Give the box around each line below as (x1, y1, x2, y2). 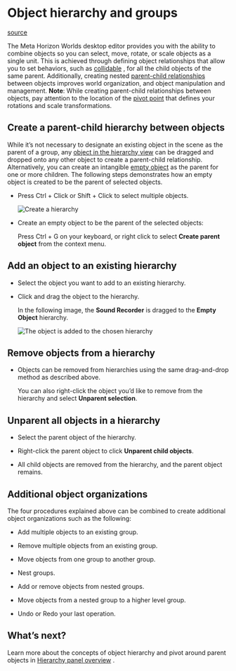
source (7, 28, 28, 36)
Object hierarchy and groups (7, 5, 178, 21)
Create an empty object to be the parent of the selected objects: (17, 218, 204, 227)
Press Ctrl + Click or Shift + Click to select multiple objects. (17, 191, 189, 199)
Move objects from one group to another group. (17, 555, 156, 563)
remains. (17, 468, 44, 477)
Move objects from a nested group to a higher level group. (17, 596, 186, 604)
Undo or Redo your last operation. (17, 609, 116, 618)
